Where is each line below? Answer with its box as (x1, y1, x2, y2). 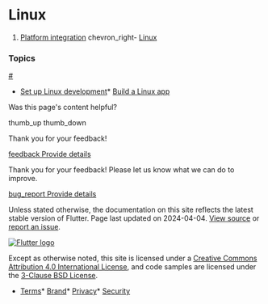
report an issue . (8, 222, 61, 232)
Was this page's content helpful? (8, 103, 117, 112)
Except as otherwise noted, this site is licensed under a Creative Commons (8, 253, 258, 264)
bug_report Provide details (8, 189, 97, 199)
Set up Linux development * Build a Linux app (19, 87, 170, 96)
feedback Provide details (8, 150, 91, 159)
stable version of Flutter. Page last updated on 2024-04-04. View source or (8, 213, 260, 223)
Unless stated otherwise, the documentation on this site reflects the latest (8, 205, 254, 215)
